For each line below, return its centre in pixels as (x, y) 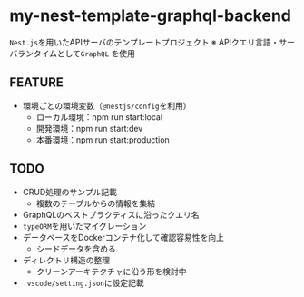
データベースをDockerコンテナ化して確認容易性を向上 (123, 237)
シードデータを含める (76, 248)
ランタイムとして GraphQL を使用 (76, 53)
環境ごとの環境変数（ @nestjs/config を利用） (107, 105)
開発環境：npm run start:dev (89, 128)
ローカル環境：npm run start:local (99, 117)
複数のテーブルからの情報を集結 (96, 203)
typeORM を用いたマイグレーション (84, 226)
